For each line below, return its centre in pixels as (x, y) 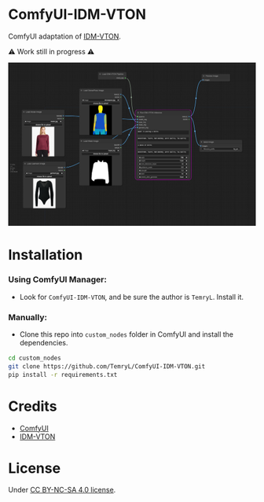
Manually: (27, 317)
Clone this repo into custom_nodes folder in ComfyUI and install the (126, 334)
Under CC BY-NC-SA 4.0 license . (62, 490)
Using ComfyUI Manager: (58, 279)
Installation (46, 255)
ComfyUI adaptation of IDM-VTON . (65, 36)
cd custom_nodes (35, 358)
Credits (33, 406)
